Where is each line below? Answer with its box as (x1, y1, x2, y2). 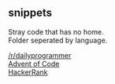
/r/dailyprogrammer (8, 50, 72, 60)
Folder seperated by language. (8, 35, 108, 45)
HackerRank (8, 67, 49, 77)
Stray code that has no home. (8, 27, 104, 36)
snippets (8, 6, 53, 20)
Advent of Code (8, 59, 60, 68)
